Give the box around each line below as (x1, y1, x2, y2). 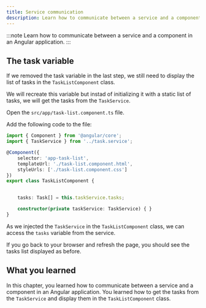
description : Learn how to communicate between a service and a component (6, 15, 202, 21)
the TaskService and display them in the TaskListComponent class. (6, 295, 171, 302)
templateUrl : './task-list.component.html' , (17, 161, 133, 167)
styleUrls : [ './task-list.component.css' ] (17, 166, 128, 172)
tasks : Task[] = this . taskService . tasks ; (17, 194, 124, 201)
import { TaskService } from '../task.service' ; (6, 139, 133, 145)
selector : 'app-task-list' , (17, 155, 89, 161)
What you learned (6, 265, 77, 276)
